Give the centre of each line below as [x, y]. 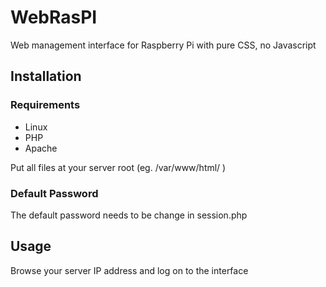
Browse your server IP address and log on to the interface [129, 270]
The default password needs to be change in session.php [129, 215]
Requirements [45, 105]
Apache [41, 148]
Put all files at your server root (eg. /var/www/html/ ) [118, 167]
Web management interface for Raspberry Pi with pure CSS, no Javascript [163, 45]
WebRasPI [54, 17]
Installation [46, 76]
